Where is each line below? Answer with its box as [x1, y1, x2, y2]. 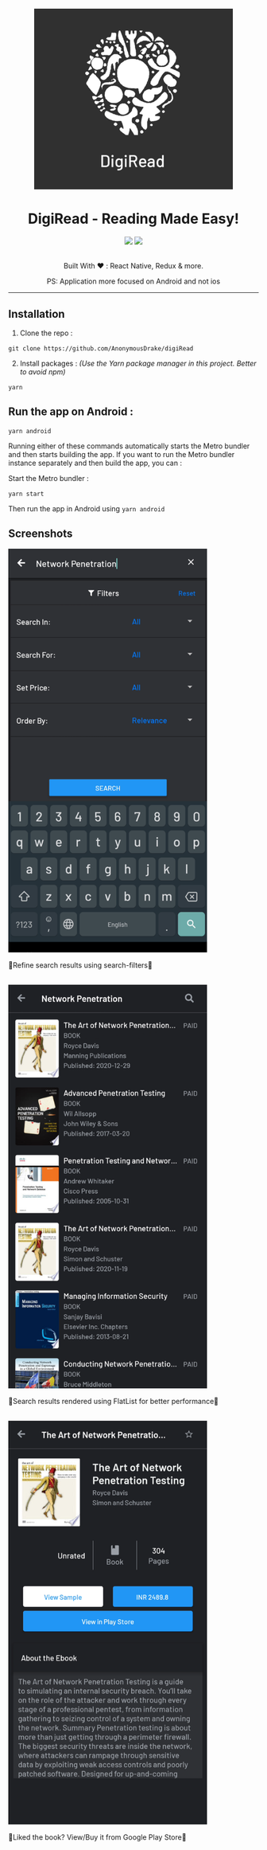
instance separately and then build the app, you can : [8, 458, 183, 467]
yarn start [8, 490, 44, 498]
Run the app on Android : [8, 405, 133, 419]
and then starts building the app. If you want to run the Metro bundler [8, 449, 235, 459]
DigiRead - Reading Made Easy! [27, 210, 240, 228]
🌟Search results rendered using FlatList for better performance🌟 [8, 1396, 219, 1406]
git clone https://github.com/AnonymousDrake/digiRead [8, 344, 194, 353]
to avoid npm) [19, 366, 66, 377]
